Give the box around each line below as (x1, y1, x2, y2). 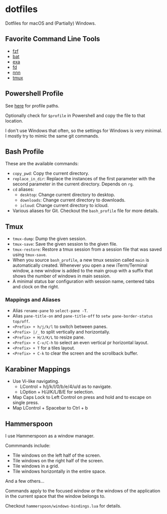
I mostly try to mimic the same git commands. (5, 133, 99, 139)
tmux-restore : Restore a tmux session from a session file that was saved (12, 246, 162, 252)
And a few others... (5, 478, 45, 484)
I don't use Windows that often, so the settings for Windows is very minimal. (5, 127, 162, 134)
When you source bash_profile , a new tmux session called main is (12, 257, 149, 263)
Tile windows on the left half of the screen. (12, 452, 101, 458)
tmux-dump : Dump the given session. (12, 236, 87, 242)
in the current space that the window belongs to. (5, 493, 106, 499)
